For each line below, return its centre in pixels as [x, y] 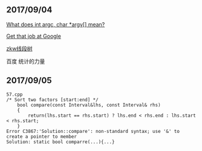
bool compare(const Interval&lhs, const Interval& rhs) [89, 105]
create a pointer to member [42, 137]
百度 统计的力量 [26, 61]
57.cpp [15, 94]
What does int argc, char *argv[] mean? [56, 24]
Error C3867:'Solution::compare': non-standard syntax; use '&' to [93, 131]
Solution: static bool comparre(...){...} [60, 142]
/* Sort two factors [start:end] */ [52, 100]
